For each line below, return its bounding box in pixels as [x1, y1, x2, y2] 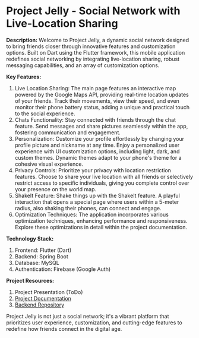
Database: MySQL [14, 259, 59, 266]
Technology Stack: [6, 235, 54, 242]
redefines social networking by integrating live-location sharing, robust [6, 55, 180, 62]
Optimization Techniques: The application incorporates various [14, 211, 169, 218]
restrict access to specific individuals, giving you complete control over [14, 179, 189, 187]
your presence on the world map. [14, 185, 97, 192]
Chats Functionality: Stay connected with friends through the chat [14, 116, 176, 123]
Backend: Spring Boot [14, 252, 68, 260]
